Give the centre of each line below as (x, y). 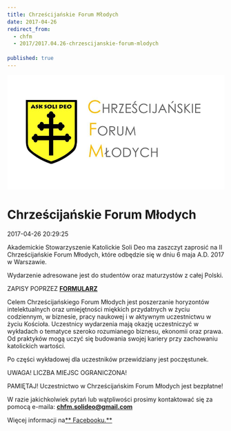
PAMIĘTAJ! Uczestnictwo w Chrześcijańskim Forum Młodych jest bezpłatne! (115, 385)
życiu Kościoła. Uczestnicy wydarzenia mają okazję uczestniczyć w (103, 323)
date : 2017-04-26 (32, 22)
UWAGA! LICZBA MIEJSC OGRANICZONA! (67, 372)
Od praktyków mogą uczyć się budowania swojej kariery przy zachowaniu (113, 339)
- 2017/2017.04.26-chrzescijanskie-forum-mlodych (86, 44)
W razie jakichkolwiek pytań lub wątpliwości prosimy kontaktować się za (110, 399)
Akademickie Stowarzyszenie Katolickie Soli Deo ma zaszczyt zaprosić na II (115, 247)
